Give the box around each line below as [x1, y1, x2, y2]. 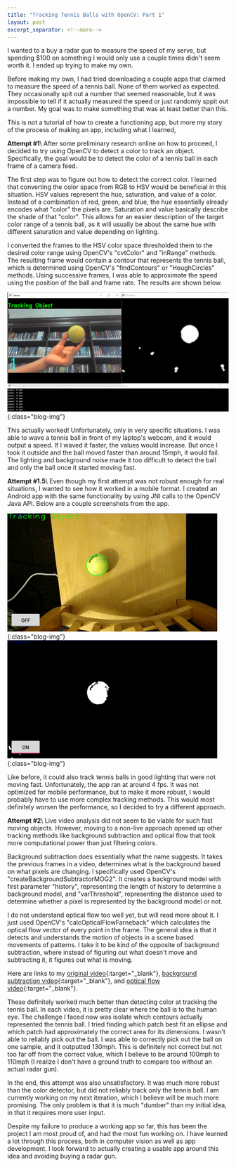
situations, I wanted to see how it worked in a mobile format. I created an [7, 484, 218, 493]
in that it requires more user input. [7, 1108, 105, 1116]
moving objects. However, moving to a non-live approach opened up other [7, 823, 223, 832]
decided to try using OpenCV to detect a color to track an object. [7, 147, 195, 155]
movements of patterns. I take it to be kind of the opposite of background [7, 940, 220, 948]
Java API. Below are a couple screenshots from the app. [7, 499, 170, 507]
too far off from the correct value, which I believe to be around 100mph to [7, 1050, 220, 1058]
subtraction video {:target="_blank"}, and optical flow [7, 977, 160, 985]
